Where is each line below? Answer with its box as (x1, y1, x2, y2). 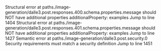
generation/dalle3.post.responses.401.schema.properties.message (5, 25, 141, 31)
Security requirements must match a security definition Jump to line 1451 (5, 41, 153, 46)
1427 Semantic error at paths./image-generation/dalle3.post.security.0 (5, 35, 148, 41)
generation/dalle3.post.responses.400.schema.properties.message (5, 9, 141, 15)
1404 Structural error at (5, 20, 53, 25)
